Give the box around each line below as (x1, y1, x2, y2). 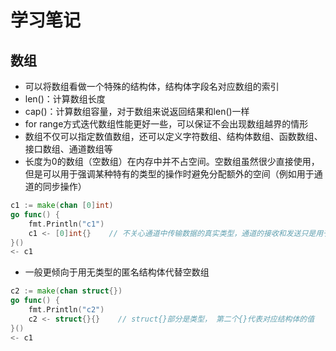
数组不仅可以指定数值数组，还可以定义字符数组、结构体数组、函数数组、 (24, 131, 323, 142)
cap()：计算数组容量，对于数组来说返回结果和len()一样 (24, 106, 250, 117)
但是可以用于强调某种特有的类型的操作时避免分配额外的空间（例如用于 (24, 168, 315, 180)
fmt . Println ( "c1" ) (28, 219, 105, 229)
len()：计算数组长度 (24, 93, 106, 105)
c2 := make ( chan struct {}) (10, 286, 123, 296)
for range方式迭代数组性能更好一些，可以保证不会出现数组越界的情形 (24, 118, 309, 130)
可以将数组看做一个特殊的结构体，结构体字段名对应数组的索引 (24, 81, 280, 92)
